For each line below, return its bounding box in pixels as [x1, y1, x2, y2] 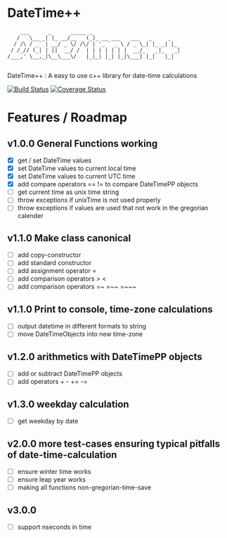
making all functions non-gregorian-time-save [17, 483, 152, 492]
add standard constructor [17, 259, 92, 267]
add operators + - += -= [17, 378, 88, 386]
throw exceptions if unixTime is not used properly [17, 196, 161, 205]
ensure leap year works [17, 475, 86, 484]
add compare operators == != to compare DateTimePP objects [17, 180, 199, 188]
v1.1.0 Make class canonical [7, 232, 131, 244]
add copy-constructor [17, 251, 82, 260]
